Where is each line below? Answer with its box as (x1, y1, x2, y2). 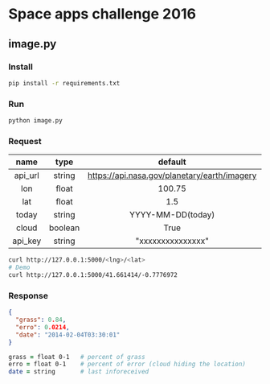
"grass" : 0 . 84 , (15, 316, 67, 324)
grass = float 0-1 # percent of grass (8, 353, 146, 361)
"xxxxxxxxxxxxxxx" (135, 235, 209, 246)
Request (8, 135, 42, 147)
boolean (48, 222, 80, 233)
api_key (12, 235, 42, 246)
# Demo (8, 263, 31, 272)
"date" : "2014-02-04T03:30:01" (15, 331, 121, 339)
